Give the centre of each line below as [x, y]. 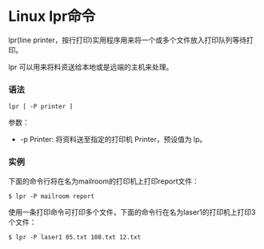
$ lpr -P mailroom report [51, 196]
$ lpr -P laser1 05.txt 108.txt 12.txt [75, 237]
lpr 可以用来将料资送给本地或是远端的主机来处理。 [91, 67]
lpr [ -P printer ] [41, 107]
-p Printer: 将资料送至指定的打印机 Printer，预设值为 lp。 [113, 140]
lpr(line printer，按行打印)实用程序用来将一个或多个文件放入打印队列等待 [128, 40]
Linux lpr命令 [52, 16]
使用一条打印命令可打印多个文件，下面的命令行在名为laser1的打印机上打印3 [132, 211]
